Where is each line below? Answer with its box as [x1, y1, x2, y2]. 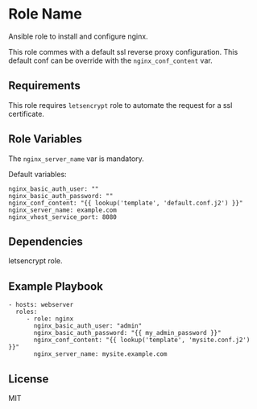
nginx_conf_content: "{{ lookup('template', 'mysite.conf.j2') [33, 336, 251, 345]
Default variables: [8, 169, 67, 179]
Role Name [8, 5, 82, 23]
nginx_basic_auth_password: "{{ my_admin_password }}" [33, 329, 222, 337]
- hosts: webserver [8, 301, 74, 309]
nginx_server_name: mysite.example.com [33, 350, 168, 358]
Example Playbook [8, 279, 103, 293]
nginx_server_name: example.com [8, 206, 117, 214]
